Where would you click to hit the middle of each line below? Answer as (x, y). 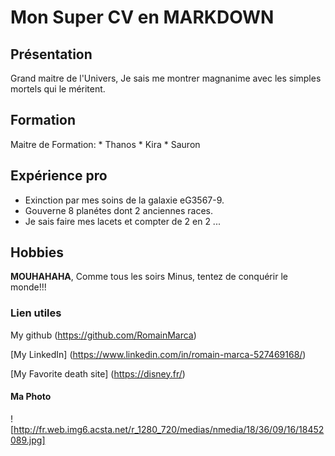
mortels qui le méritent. (58, 89)
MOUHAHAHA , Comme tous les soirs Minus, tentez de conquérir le (149, 277)
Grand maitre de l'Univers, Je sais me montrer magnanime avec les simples (166, 78)
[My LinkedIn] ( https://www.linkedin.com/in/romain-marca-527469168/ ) (158, 354)
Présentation (51, 54)
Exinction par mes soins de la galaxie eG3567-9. (124, 200)
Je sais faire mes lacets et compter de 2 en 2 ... (122, 221)
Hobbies (37, 252)
